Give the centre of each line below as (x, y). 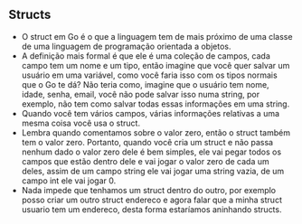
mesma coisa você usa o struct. (81, 123)
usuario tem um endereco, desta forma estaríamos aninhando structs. (151, 209)
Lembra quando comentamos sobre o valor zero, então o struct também (156, 132)
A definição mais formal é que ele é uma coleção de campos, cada (146, 56)
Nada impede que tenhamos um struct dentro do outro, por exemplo (149, 190)
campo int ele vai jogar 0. (69, 181)
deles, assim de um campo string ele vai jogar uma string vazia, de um (153, 171)
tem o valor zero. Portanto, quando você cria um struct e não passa (147, 142)
